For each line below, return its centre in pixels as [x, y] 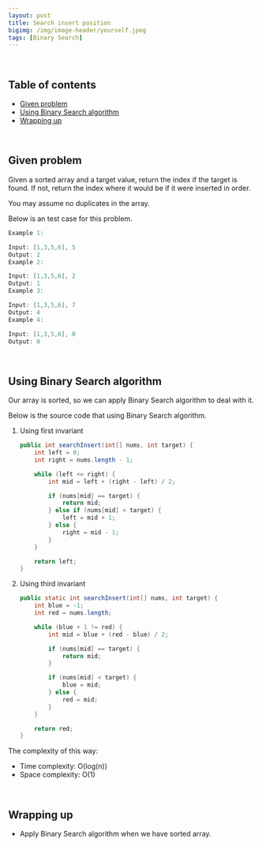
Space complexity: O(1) [58, 775]
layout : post [30, 15]
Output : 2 [24, 255]
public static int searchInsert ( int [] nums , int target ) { [119, 598]
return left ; [56, 561]
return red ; [54, 728]
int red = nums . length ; [73, 613]
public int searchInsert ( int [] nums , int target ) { [106, 445]
